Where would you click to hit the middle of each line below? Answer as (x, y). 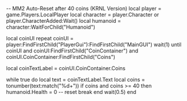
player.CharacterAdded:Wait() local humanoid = (64, 21)
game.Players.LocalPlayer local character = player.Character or (83, 15)
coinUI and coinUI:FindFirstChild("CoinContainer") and (72, 51)
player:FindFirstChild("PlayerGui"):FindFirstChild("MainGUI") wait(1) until (94, 44)
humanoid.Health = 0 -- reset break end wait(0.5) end (71, 92)
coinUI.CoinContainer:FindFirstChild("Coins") (61, 57)
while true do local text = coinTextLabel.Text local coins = (76, 79)
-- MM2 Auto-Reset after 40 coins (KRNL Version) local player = (84, 8)
